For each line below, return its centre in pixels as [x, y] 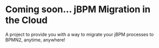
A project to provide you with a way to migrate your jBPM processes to [80, 34]
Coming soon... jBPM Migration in [78, 9]
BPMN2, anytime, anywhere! [35, 40]
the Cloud [26, 20]
